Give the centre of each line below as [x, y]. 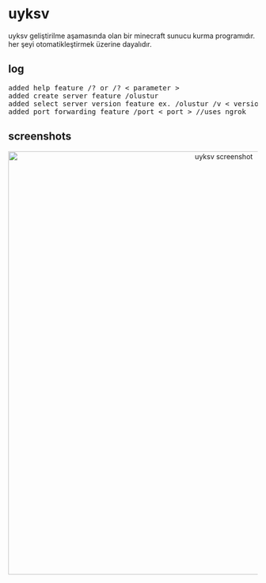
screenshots [40, 137]
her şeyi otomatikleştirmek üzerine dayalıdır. [80, 44]
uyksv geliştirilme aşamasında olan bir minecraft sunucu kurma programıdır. [132, 36]
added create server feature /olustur [84, 95]
